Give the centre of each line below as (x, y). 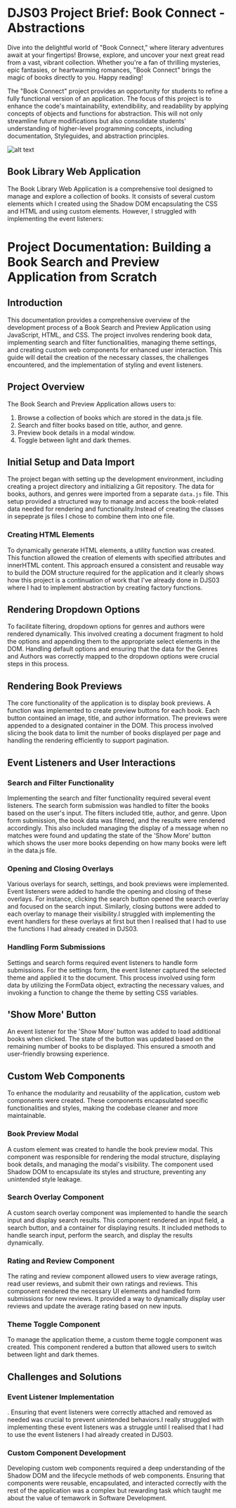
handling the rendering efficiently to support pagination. (88, 740)
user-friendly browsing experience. (58, 1054)
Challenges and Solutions (65, 1377)
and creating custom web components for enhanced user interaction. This (115, 349)
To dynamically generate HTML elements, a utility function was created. (111, 550)
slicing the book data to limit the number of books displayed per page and (114, 733)
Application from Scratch (82, 277)
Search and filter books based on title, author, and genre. (100, 425)
